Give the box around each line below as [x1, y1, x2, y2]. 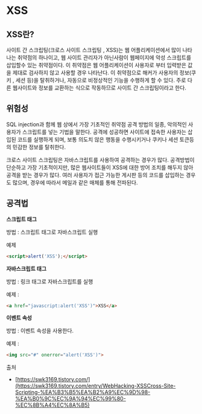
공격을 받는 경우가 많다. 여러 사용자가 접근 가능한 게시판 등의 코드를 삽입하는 [6, 171, 185, 178]
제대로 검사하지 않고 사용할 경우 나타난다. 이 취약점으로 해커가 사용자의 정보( [12, 69, 192, 76]
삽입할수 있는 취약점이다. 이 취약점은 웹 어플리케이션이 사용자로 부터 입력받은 [6, 62, 187, 68]
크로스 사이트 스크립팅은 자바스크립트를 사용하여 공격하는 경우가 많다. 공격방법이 [6, 156, 195, 163]
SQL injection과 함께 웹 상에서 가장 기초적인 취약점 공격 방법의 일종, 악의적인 [6, 120, 187, 128]
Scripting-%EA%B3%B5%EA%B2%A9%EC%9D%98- [14, 389, 151, 396]
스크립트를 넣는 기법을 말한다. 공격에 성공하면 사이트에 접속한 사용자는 [22, 128, 187, 135]
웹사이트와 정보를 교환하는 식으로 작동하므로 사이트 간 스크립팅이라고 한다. [12, 84, 187, 91]
